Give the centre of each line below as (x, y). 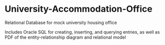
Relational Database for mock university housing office (61, 22)
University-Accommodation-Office (79, 9)
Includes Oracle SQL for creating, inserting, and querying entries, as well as (82, 32)
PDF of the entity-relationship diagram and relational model (65, 37)
